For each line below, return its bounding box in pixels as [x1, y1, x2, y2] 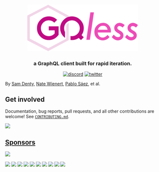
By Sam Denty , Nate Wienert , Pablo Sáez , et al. [5, 81, 101, 87]
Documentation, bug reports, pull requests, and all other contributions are [5, 108, 155, 114]
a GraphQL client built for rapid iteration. [33, 60, 132, 67]
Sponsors [5, 138, 35, 146]
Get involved [5, 95, 45, 103]
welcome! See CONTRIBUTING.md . [5, 114, 70, 120]
